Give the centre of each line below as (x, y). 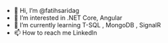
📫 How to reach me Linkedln (55, 33)
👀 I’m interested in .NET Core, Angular (68, 18)
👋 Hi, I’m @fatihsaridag (47, 11)
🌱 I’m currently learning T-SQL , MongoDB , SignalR (87, 25)
